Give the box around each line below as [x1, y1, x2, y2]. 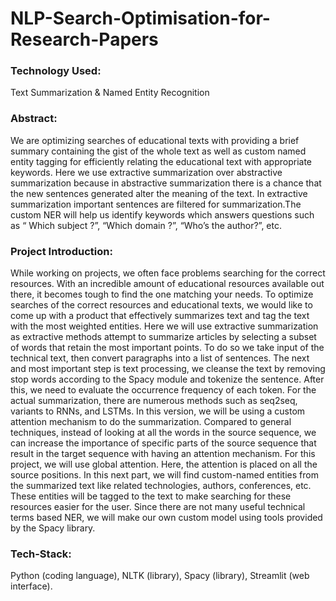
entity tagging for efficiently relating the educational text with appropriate [10, 155, 312, 167]
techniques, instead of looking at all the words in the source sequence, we [10, 427, 317, 439]
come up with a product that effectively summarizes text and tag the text [10, 310, 310, 322]
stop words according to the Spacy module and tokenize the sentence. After [10, 373, 325, 386]
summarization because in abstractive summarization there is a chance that [10, 177, 322, 189]
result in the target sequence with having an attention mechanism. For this [10, 448, 316, 460]
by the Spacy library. [10, 522, 96, 534]
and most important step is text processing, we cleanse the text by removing [10, 363, 326, 375]
